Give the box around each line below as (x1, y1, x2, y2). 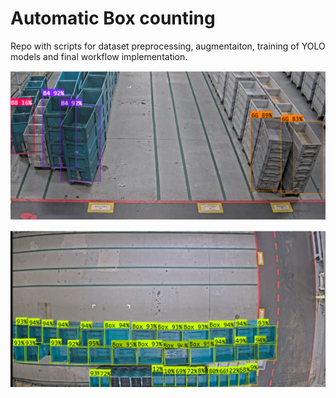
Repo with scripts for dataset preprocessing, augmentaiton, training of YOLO (10, 40, 326, 52)
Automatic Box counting (10, 7, 216, 30)
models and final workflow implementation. (10, 50, 188, 62)
